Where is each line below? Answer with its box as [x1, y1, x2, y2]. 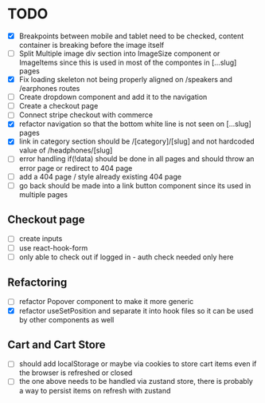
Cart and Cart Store [7, 338, 106, 351]
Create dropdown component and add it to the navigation [18, 93, 208, 102]
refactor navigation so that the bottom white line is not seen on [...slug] [18, 119, 251, 128]
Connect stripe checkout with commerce [18, 110, 153, 120]
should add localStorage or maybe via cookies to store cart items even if [18, 359, 257, 369]
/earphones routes [18, 84, 80, 93]
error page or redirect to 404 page [18, 163, 133, 172]
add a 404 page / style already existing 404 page [18, 172, 182, 181]
